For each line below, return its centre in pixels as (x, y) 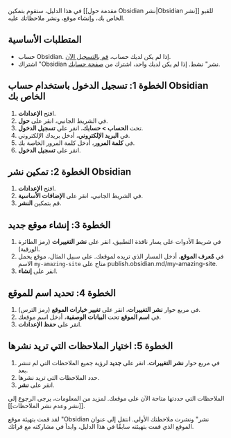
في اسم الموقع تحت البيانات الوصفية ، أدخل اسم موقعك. (89, 317)
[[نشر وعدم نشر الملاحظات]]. (46, 405)
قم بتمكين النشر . (40, 203)
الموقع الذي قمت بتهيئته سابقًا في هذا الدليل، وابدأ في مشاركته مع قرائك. (101, 426)
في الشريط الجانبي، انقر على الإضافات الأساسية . (80, 196)
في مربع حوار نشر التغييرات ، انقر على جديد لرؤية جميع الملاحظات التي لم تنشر (119, 362)
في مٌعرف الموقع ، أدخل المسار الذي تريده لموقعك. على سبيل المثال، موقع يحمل (121, 256)
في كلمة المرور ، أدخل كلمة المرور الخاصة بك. (76, 143)
